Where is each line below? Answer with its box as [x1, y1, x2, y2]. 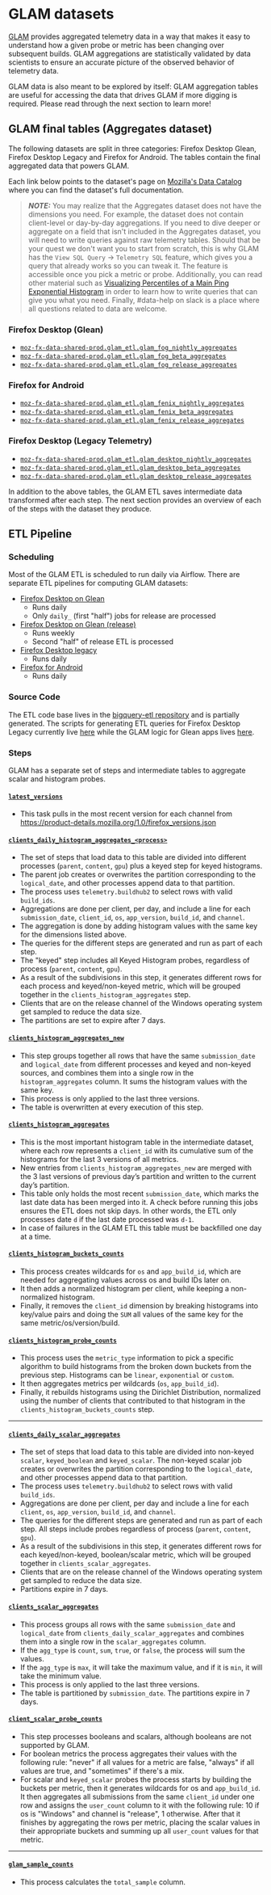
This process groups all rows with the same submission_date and [19, 1619, 236, 1629]
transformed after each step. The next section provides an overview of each [8, 495, 262, 505]
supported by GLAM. [19, 1740, 90, 1750]
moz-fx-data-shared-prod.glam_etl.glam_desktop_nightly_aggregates [19, 455, 252, 463]
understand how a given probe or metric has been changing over [8, 40, 224, 49]
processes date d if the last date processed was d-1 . [19, 1214, 194, 1224]
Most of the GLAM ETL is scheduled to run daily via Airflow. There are [8, 570, 240, 579]
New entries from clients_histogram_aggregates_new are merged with [19, 1163, 252, 1173]
